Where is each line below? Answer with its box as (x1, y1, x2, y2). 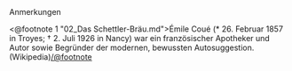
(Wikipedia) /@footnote (9, 52, 93, 62)
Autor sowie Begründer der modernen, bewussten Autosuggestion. (9, 42, 255, 53)
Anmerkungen (9, 7, 62, 17)
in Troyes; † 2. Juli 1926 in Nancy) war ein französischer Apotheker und (9, 33, 271, 43)
